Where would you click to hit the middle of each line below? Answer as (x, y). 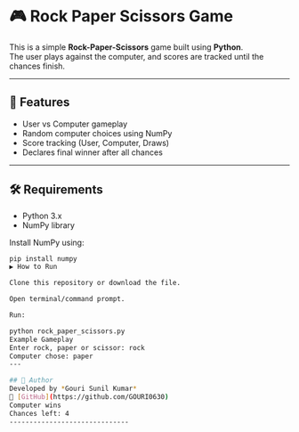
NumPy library (48, 225)
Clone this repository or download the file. (95, 283)
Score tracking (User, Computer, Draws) (96, 143)
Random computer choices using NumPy (97, 133)
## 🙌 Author (31, 380)
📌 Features (40, 102)
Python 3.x (42, 216)
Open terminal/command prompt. (67, 299)
